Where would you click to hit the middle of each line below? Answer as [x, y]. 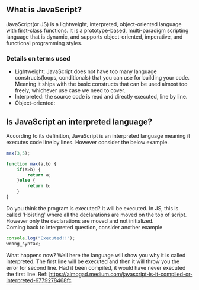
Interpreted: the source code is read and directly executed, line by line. [101, 97]
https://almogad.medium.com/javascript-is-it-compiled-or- [121, 274]
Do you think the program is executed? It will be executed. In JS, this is [92, 208]
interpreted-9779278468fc [39, 280]
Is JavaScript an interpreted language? [79, 122]
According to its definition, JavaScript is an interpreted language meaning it [98, 135]
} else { [26, 181]
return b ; [39, 186]
